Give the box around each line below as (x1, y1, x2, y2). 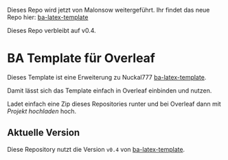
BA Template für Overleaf (7, 51, 156, 66)
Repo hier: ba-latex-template (7, 13, 89, 21)
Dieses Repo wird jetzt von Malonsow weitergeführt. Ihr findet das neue (7, 6, 210, 14)
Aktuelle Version (7, 127, 80, 139)
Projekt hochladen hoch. (7, 106, 77, 115)
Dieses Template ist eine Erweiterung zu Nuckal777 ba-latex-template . (7, 73, 207, 81)
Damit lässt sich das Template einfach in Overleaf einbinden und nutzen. (7, 86, 212, 95)
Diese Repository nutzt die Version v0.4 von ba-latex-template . (7, 145, 185, 153)
